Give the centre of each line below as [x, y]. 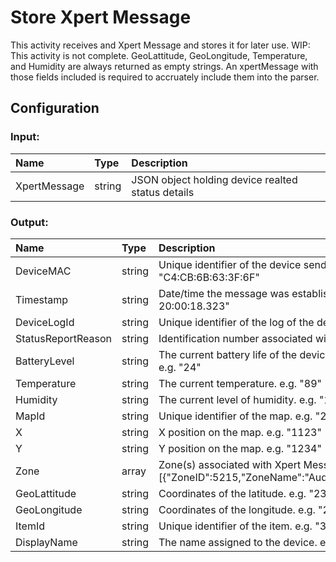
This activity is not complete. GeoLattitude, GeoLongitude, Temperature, [159, 55]
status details [163, 192]
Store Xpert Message [101, 17]
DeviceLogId [45, 322]
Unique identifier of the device [230, 264]
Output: [29, 222]
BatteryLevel [45, 361]
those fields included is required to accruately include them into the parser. [165, 77]
